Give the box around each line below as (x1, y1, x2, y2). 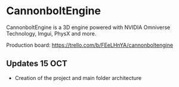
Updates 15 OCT (6, 59, 67, 69)
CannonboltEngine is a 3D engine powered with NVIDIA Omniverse (6, 24, 171, 31)
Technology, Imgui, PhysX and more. (6, 30, 97, 37)
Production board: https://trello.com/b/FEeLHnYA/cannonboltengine (6, 41, 174, 49)
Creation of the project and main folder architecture (14, 74, 142, 81)
